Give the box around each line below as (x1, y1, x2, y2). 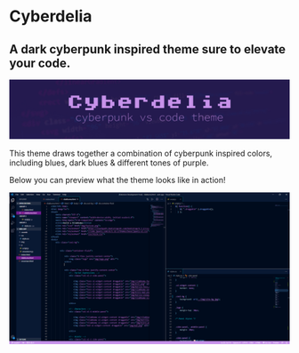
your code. (9, 55, 71, 70)
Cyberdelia (9, 6, 93, 27)
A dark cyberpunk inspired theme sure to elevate (9, 42, 287, 57)
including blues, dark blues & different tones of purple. (9, 157, 209, 168)
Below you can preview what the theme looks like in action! (9, 175, 226, 186)
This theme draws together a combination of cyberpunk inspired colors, (9, 148, 273, 159)
